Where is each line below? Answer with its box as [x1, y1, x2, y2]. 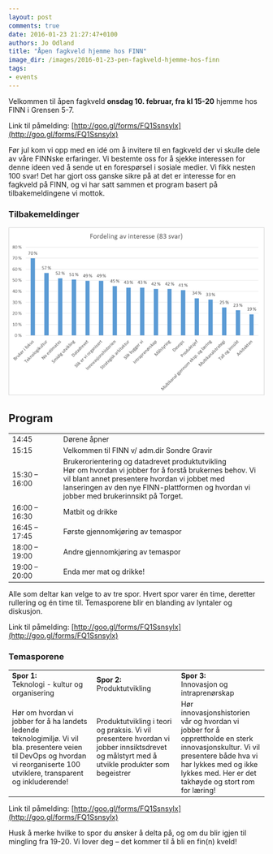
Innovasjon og [180, 679, 228, 689]
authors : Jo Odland [8, 39, 75, 47]
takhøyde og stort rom [180, 777, 255, 787]
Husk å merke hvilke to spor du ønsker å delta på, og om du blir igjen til [8, 828, 247, 838]
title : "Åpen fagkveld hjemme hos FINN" [8, 47, 148, 56]
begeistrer [96, 768, 132, 779]
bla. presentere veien [11, 743, 83, 753]
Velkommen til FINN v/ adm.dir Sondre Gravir [63, 446, 213, 455]
